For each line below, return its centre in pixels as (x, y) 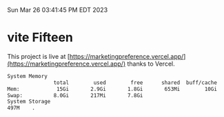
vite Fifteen (40, 38)
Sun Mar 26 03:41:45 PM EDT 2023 (58, 10)
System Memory (28, 76)
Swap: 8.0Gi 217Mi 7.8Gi (75, 95)
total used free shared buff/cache (135, 82)
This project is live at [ (39, 56)
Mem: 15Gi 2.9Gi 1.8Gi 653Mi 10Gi (112, 89)
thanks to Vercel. (151, 64)
